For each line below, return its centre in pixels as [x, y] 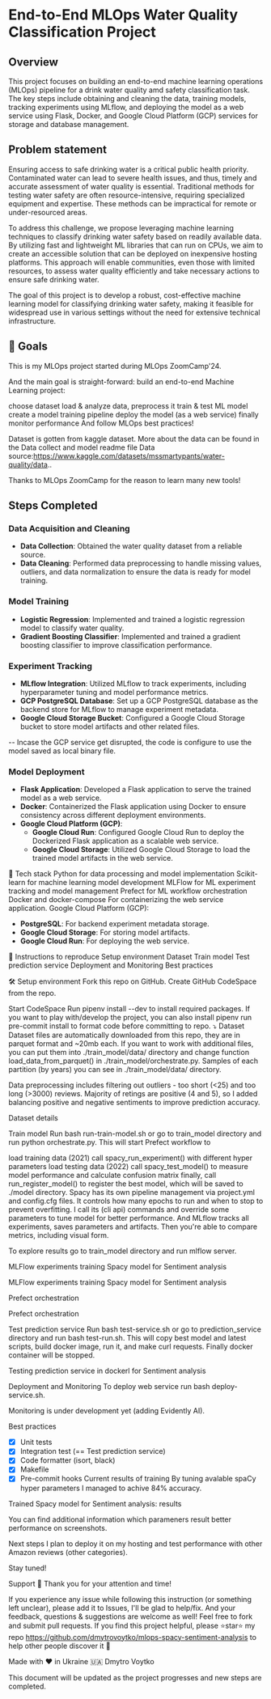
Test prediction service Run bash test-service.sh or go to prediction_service [135, 1329]
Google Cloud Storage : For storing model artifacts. [105, 933]
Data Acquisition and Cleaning [70, 528]
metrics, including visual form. [59, 1235]
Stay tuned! [28, 1568]
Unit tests [36, 1443]
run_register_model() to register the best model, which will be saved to [126, 1184]
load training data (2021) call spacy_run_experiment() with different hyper [131, 1158]
